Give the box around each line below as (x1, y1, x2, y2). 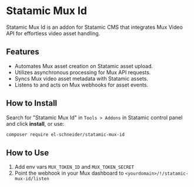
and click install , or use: (6, 120, 65, 127)
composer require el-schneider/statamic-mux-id (6, 131, 125, 138)
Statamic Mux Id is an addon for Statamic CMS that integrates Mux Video (6, 24, 183, 31)
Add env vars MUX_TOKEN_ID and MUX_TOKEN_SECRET (14, 163, 134, 171)
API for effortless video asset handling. (6, 29, 101, 36)
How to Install (6, 98, 58, 108)
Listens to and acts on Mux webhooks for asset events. (14, 81, 149, 88)
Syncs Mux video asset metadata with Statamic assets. (14, 75, 149, 82)
